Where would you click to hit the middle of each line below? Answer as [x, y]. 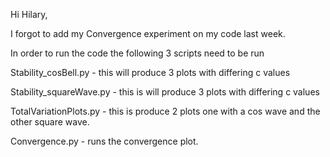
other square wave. [50, 122]
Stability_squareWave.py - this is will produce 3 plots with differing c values [165, 92]
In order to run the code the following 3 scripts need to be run [137, 53]
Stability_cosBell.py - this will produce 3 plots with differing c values [150, 72]
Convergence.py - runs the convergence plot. [104, 141]
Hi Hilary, [29, 14]
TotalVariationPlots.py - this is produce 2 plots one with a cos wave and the [165, 111]
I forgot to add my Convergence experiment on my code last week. [148, 33]
